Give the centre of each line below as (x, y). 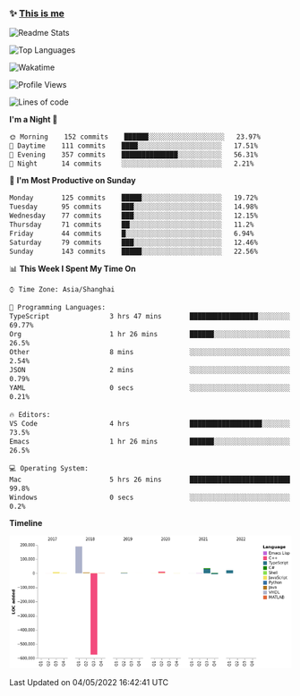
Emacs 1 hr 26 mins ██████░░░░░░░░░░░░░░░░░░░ (150, 442)
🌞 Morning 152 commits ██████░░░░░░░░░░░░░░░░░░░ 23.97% (135, 137)
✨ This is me (37, 13)
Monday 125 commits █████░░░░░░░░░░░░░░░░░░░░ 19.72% (133, 198)
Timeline (26, 523)
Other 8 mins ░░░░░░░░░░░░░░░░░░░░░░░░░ (150, 352)
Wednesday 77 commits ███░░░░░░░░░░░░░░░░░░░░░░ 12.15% (133, 216)
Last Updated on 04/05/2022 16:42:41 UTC (89, 682)
